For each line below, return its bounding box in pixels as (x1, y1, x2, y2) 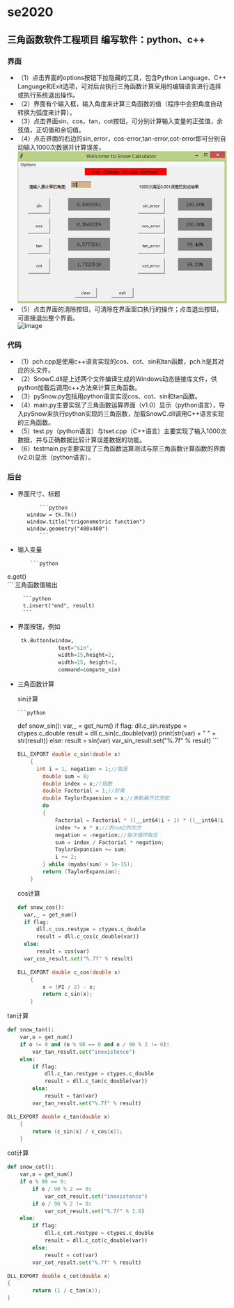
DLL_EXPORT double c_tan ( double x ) (7, 1113, 111, 1120)
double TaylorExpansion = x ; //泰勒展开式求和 (42, 795, 169, 802)
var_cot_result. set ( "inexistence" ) (44, 1192, 148, 1200)
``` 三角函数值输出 (7, 580, 58, 589)
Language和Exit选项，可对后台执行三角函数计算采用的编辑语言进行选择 (17, 81, 221, 91)
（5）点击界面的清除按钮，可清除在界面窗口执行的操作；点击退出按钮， (17, 305, 223, 313)
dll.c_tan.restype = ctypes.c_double (44, 1070, 155, 1077)
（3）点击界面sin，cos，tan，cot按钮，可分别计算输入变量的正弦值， (17, 116, 217, 125)
